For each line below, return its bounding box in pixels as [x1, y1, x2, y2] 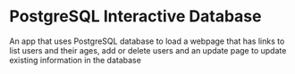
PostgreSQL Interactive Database [9, 6, 262, 27]
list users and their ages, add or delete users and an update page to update [9, 45, 287, 55]
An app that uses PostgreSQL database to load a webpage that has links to [9, 36, 285, 46]
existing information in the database [9, 54, 141, 65]
